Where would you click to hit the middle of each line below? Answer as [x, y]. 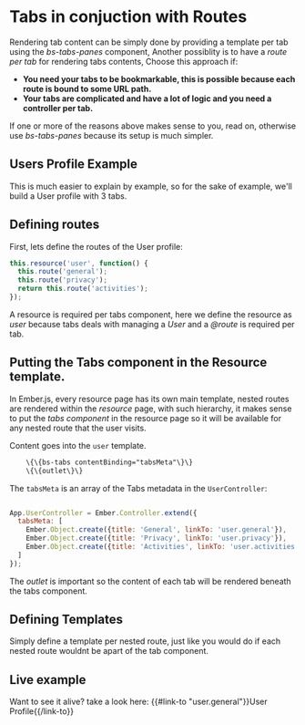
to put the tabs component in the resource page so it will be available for [146, 418]
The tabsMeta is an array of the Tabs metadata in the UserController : [138, 488]
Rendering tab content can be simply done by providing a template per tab [149, 42]
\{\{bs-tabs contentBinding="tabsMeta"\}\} [110, 462]
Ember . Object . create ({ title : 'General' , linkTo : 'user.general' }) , [156, 530]
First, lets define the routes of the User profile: [97, 246]
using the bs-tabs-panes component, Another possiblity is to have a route [148, 51]
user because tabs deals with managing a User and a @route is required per [152, 324]
